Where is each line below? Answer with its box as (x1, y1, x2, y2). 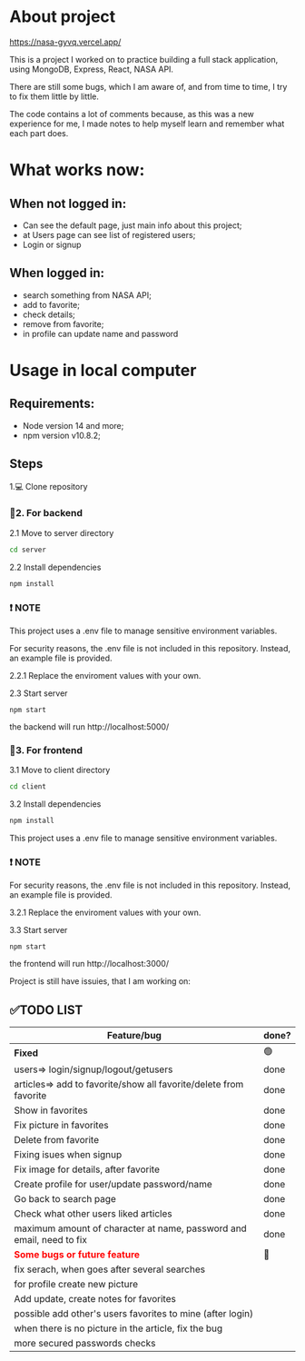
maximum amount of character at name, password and (14, 1222, 247, 1235)
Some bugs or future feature (14, 1248, 141, 1261)
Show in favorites (14, 1104, 88, 1117)
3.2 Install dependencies (9, 799, 102, 810)
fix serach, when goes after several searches (14, 1263, 206, 1276)
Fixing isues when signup (14, 1148, 123, 1161)
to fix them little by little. (9, 91, 100, 102)
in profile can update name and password (22, 328, 179, 339)
